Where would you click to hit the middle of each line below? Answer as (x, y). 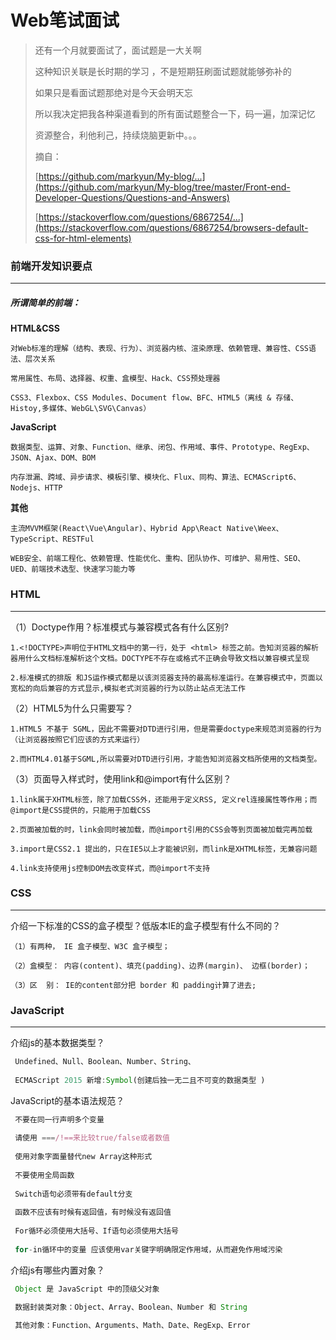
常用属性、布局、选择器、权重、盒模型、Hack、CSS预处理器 (115, 379)
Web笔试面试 (65, 20)
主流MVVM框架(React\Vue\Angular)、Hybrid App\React (116, 529)
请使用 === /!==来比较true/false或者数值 (92, 1138)
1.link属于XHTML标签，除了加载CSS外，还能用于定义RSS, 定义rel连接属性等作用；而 (164, 799)
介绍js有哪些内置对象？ (57, 1270)
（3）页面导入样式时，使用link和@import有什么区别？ (121, 778)
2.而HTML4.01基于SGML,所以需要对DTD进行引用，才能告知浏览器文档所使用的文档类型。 (166, 759)
